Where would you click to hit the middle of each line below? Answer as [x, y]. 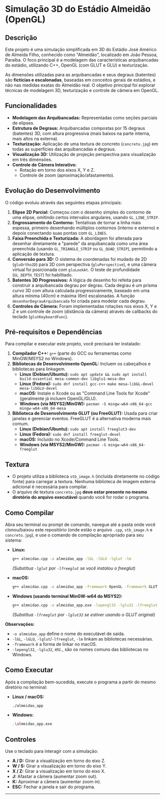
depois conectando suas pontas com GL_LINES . [60, 233]
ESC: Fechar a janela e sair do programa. [54, 787]
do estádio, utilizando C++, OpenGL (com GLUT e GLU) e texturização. [77, 65]
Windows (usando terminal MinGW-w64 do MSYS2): [67, 596]
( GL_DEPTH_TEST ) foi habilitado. [42, 275]
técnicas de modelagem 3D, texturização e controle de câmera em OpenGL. [82, 90]
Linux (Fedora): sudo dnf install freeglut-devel [70, 434]
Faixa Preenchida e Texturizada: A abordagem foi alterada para [77, 238]
